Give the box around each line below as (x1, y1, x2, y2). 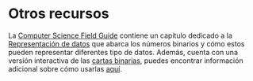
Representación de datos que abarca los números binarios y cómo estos (8, 39, 245, 48)
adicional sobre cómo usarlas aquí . (8, 64, 123, 73)
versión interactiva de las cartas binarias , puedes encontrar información (8, 56, 243, 65)
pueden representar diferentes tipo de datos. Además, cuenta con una (8, 47, 238, 57)
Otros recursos (8, 5, 109, 23)
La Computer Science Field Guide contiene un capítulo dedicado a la (8, 31, 232, 40)
